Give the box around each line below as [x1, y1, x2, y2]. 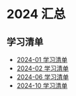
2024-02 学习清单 [16, 64, 69, 73]
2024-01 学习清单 [16, 56, 68, 64]
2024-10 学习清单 [16, 81, 68, 90]
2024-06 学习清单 [16, 73, 69, 81]
